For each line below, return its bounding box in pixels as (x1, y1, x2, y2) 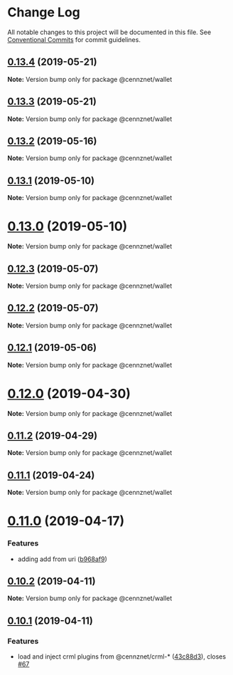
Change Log (7, 4, 80, 21)
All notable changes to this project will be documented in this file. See (7, 28, 212, 36)
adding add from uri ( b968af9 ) (17, 555, 108, 563)
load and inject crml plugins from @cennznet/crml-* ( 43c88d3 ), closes (17, 652, 226, 661)
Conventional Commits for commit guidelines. (7, 35, 141, 43)
